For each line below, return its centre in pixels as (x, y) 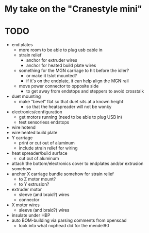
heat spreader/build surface (39, 153)
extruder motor (27, 189)
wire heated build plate (34, 133)
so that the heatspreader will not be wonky (69, 107)
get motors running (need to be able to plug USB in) (70, 117)
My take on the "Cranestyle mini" (74, 9)
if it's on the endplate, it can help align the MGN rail (77, 81)
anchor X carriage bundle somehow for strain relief (63, 174)
